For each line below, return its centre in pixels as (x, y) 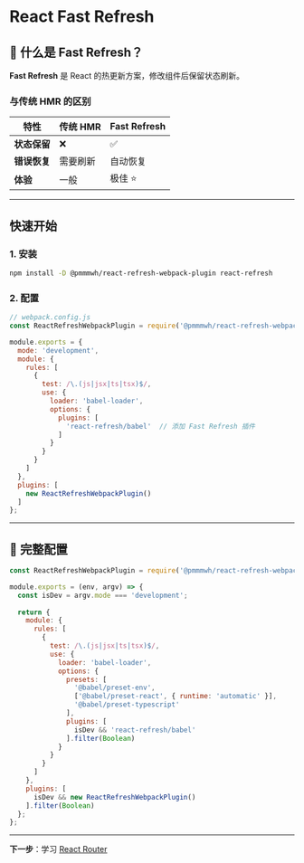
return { (34, 612)
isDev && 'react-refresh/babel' (135, 730)
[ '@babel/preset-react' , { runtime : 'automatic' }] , (176, 697)
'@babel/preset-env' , (114, 688)
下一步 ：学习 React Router (58, 849)
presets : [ (86, 679)
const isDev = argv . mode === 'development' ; (103, 595)
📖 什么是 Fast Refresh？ (76, 52)
